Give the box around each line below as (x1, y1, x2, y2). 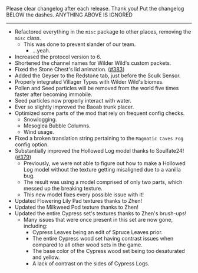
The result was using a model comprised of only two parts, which (23, 179, 183, 185)
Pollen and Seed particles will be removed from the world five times (14, 85, 179, 91)
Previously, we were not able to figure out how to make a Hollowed (23, 160, 186, 167)
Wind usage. (23, 129, 54, 135)
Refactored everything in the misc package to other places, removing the (14, 28, 192, 35)
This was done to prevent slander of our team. (23, 41, 136, 48)
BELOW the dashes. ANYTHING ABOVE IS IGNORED (6, 11, 133, 18)
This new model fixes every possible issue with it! (23, 191, 144, 198)
